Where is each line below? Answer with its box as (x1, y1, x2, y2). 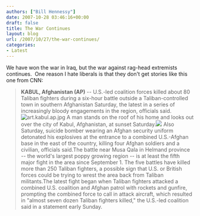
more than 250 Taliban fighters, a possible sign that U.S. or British (20, 165, 183, 172)
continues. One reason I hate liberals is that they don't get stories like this (6, 70, 187, 78)
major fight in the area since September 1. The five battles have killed (20, 159, 190, 166)
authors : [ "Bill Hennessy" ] (6, 8, 76, 15)
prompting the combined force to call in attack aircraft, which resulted (20, 190, 192, 198)
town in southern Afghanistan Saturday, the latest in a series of (20, 101, 176, 108)
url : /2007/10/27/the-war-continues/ (6, 36, 100, 42)
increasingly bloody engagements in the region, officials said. (20, 107, 172, 114)
